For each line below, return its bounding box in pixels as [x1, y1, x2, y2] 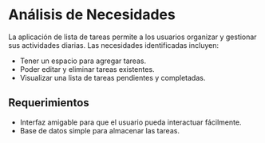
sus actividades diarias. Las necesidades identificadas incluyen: [8, 40, 220, 50]
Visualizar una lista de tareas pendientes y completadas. [19, 73, 206, 82]
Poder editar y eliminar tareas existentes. [19, 64, 155, 73]
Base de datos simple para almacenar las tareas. [19, 125, 180, 135]
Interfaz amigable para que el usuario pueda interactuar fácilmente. [19, 117, 242, 127]
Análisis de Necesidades [8, 6, 176, 24]
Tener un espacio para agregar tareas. [19, 56, 146, 66]
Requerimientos [8, 96, 89, 109]
